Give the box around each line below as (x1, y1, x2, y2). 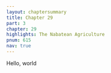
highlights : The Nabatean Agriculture (6, 32, 105, 38)
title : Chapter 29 (6, 15, 53, 21)
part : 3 (6, 20, 26, 26)
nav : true (6, 43, 32, 49)
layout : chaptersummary (6, 9, 67, 15)
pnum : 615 (6, 37, 32, 43)
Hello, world (6, 59, 37, 67)
